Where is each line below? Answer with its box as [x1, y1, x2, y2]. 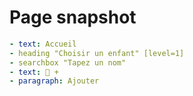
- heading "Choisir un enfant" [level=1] [9, 48, 185, 58]
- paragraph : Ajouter [9, 76, 100, 86]
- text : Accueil [9, 39, 77, 49]
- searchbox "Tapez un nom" [9, 57, 127, 68]
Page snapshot [9, 6, 137, 29]
